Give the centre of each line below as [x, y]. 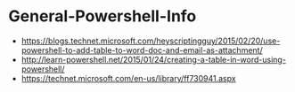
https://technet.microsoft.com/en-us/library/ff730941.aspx [129, 78]
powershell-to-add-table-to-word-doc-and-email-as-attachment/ [142, 50]
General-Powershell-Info [102, 16]
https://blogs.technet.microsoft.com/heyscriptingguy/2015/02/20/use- [151, 41]
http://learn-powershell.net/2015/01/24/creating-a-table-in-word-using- [154, 59]
